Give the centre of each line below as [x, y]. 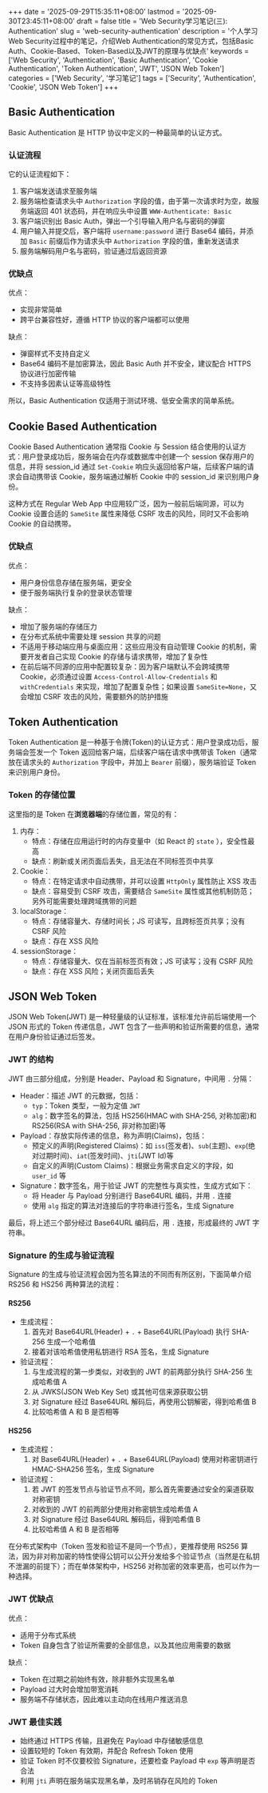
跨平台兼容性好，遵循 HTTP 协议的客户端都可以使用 [104, 320]
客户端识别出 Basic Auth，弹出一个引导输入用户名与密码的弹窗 [122, 221]
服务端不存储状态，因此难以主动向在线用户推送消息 [104, 1699]
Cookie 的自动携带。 [42, 524]
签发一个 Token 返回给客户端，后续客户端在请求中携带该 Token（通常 [143, 752]
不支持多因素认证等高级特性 [65, 384]
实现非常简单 [41, 310]
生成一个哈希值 [71, 1342]
